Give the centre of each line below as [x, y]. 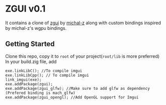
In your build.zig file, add [31, 62]
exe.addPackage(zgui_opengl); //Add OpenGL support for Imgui [72, 97]
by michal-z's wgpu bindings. [36, 28]
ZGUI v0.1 [25, 9]
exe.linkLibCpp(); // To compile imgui [47, 75]
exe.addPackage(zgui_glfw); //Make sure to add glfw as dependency [78, 88]
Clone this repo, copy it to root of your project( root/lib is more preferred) [82, 56]
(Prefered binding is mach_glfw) [40, 93]
